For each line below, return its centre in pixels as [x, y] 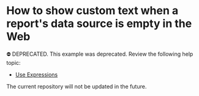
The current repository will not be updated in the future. [77, 86]
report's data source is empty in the [99, 24]
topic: [13, 62]
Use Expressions [36, 75]
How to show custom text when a [92, 11]
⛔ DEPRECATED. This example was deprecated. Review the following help [100, 54]
